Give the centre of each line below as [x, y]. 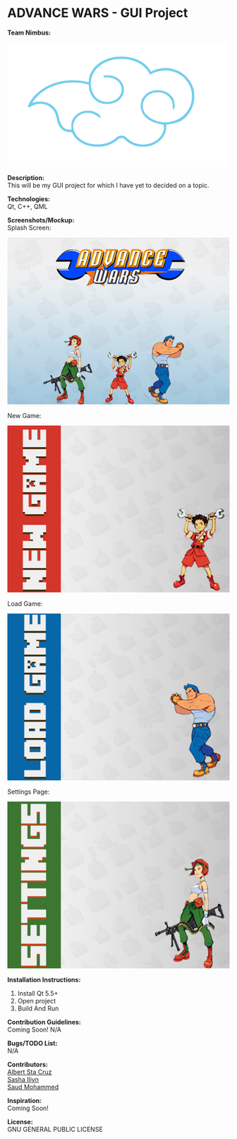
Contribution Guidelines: [44, 1022]
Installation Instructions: [44, 980]
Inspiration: [25, 1101]
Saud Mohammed [33, 1087]
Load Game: [25, 604]
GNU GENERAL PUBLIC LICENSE [55, 1129]
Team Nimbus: [29, 32]
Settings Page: [29, 792]
